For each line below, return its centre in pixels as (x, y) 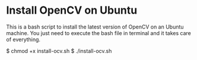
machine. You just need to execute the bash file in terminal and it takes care (99, 33)
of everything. (23, 39)
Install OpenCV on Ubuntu (72, 10)
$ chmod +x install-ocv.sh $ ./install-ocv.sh (59, 50)
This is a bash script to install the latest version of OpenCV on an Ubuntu (95, 27)
